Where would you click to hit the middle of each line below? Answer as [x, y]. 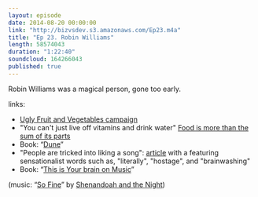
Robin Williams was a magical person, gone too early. [94, 89]
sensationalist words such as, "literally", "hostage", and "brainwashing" [135, 161]
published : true [35, 67]
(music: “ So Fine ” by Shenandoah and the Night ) [87, 184]
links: [17, 104]
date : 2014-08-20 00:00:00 [52, 23]
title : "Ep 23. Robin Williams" [61, 37]
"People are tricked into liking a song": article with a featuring [119, 152]
